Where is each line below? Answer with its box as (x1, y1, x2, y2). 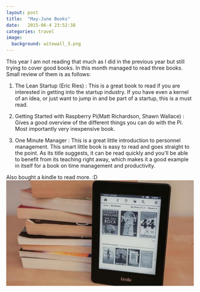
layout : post (6, 10, 39, 15)
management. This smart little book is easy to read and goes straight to (14, 143, 190, 150)
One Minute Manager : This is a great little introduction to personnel (14, 137, 181, 144)
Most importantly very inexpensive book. (14, 125, 115, 132)
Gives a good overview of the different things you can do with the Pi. (14, 119, 183, 126)
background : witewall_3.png (11, 41, 82, 47)
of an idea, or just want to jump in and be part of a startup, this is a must (14, 95, 192, 102)
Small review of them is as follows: (6, 71, 91, 77)
